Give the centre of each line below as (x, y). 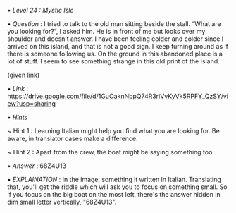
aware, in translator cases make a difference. (73, 138)
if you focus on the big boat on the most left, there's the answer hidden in (114, 194)
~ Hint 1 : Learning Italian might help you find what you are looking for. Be (113, 131)
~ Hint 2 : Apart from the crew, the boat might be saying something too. (111, 152)
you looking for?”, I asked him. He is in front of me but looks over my (106, 31)
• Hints (18, 117)
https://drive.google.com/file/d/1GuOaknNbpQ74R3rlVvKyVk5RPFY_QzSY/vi (118, 96)
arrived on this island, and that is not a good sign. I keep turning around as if (118, 46)
